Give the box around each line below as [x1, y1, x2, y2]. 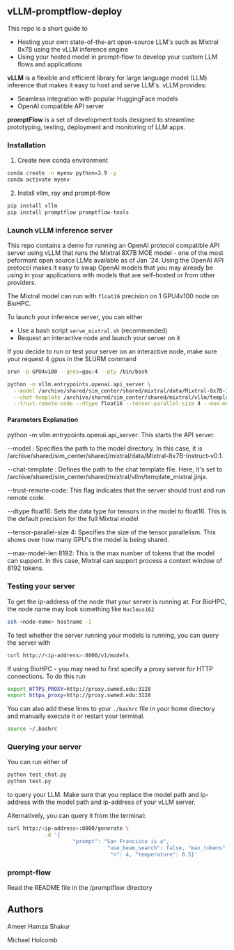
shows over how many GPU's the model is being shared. [7, 536, 169, 544]
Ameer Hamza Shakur [7, 922, 70, 930]
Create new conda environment [17, 156, 108, 165]
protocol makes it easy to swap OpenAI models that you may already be [7, 263, 214, 272]
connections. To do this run [7, 672, 86, 680]
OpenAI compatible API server [17, 101, 104, 110]
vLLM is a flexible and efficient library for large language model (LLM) [7, 73, 208, 82]
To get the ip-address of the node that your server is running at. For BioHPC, [7, 597, 227, 606]
